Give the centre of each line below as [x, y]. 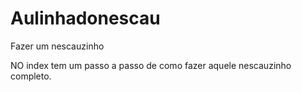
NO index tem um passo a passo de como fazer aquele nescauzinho [151, 65]
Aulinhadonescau [85, 18]
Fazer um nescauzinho [57, 46]
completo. [31, 76]
